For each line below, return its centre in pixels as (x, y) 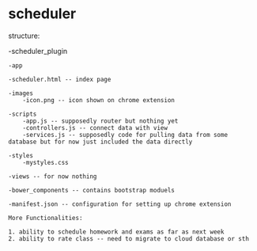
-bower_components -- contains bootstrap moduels (92, 190)
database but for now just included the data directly (100, 142)
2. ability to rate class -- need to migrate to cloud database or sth (128, 238)
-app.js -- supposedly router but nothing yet (100, 121)
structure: (24, 36)
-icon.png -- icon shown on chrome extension (99, 100)
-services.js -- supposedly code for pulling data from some (125, 135)
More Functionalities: (45, 218)
